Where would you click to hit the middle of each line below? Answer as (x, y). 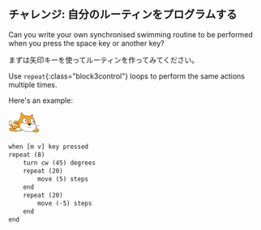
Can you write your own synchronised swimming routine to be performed (130, 34)
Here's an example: (41, 100)
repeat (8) (27, 155)
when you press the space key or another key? (86, 43)
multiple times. (33, 84)
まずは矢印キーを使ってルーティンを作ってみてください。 (104, 60)
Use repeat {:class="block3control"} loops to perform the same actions (127, 76)
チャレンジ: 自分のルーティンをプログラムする (123, 15)
